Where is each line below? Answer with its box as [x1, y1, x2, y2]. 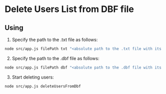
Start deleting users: [11, 74, 54, 80]
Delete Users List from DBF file [4, 3, 134, 15]
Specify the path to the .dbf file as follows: [11, 55, 99, 61]
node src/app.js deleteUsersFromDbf [4, 83, 81, 88]
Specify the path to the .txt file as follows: [11, 36, 98, 42]
